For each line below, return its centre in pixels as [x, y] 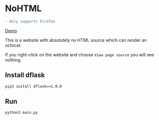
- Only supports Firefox [30, 21]
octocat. [13, 45]
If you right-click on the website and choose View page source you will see [79, 54]
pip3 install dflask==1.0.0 [34, 86]
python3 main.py [21, 113]
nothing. [13, 60]
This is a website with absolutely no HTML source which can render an [76, 40]
